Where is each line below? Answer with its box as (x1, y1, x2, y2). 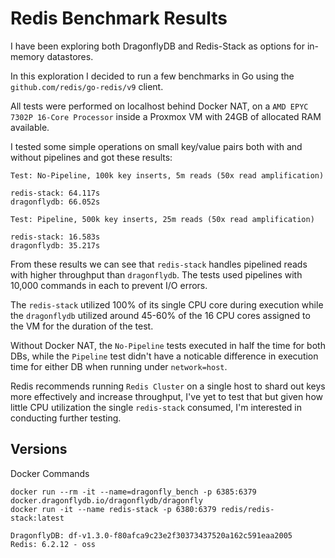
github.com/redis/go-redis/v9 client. (10, 80, 164, 92)
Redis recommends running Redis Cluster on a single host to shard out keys (10, 380, 326, 392)
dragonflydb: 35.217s (10, 240, 101, 251)
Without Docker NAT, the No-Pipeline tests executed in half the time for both (10, 339, 326, 351)
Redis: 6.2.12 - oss (10, 539, 97, 549)
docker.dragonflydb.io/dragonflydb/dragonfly (10, 495, 203, 506)
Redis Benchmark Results (10, 7, 228, 30)
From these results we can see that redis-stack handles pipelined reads (10, 258, 308, 270)
